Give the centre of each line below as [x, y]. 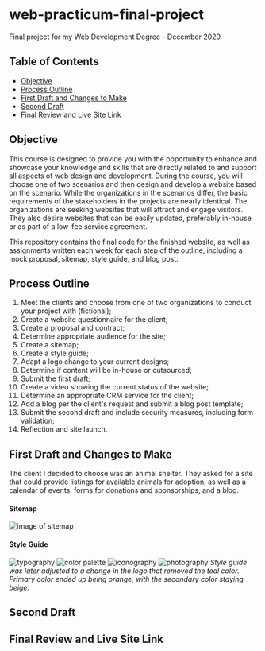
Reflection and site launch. [64, 429]
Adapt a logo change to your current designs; [95, 362]
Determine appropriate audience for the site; [93, 336]
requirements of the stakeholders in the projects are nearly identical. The [128, 201]
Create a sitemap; [49, 345]
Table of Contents [54, 62]
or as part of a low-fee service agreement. [78, 226]
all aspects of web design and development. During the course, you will [126, 176]
